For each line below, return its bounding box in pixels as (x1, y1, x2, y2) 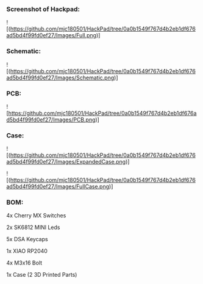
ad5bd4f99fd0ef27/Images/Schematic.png (6, 74, 115, 81)
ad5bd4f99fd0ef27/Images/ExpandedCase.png (6, 158, 126, 166)
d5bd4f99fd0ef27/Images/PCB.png (6, 115, 96, 123)
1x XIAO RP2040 (6, 247, 48, 255)
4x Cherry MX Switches (6, 212, 66, 219)
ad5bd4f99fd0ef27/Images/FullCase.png (6, 183, 110, 191)
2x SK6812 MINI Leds (6, 224, 60, 231)
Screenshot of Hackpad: (6, 5, 80, 13)
